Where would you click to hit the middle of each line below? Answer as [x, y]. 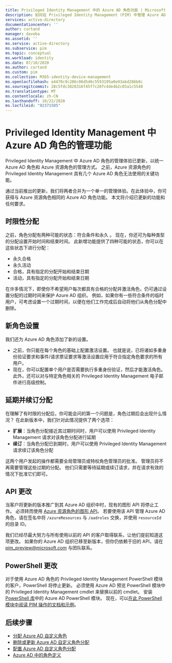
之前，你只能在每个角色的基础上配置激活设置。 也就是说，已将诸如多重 [87, 350]
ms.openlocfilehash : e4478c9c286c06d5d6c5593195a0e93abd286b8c [74, 82]
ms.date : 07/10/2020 [27, 63]
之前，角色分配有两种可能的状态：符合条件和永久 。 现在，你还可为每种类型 [85, 235]
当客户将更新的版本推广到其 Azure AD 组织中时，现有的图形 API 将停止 [80, 505]
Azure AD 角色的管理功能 [59, 146]
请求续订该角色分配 [33, 450]
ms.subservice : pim [26, 48]
